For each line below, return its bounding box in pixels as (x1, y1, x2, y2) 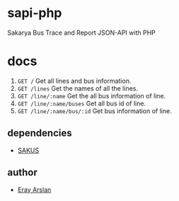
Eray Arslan (17, 185, 52, 194)
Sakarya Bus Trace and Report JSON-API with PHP (7, 28, 156, 37)
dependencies (7, 127, 72, 139)
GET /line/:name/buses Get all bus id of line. (17, 99, 146, 108)
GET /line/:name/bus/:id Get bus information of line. (17, 106, 172, 115)
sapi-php (7, 5, 62, 21)
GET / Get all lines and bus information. (17, 76, 132, 85)
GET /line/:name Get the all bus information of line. (17, 91, 166, 100)
